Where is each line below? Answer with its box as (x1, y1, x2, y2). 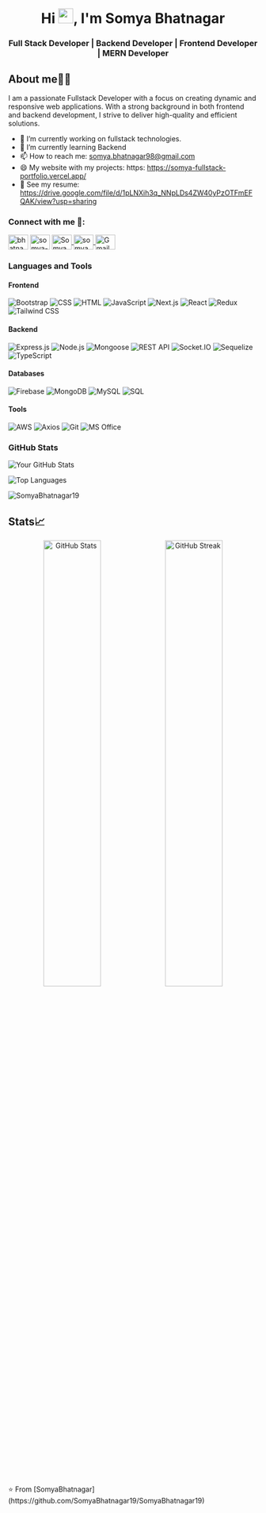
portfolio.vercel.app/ (19, 171, 87, 180)
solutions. (8, 118, 40, 128)
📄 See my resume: (19, 179, 80, 189)
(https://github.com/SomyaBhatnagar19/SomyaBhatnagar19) (8, 1496, 205, 1506)
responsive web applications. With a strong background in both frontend (8, 102, 245, 111)
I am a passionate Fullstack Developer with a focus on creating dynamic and (8, 93, 256, 102)
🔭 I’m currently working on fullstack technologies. (19, 133, 182, 143)
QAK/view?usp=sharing (19, 196, 97, 206)
